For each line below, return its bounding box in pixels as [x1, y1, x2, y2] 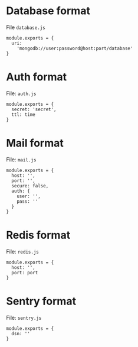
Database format [6, 4, 90, 18]
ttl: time [11, 111, 35, 118]
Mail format [6, 137, 64, 150]
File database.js [6, 24, 45, 31]
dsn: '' [11, 330, 31, 336]
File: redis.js [6, 248, 40, 255]
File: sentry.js [6, 314, 42, 321]
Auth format [6, 70, 67, 84]
